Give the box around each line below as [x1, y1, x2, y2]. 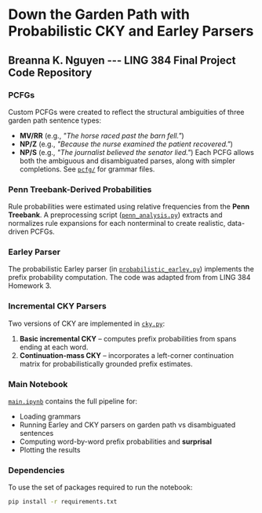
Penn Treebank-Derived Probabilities [8, 183, 152, 194]
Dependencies [8, 464, 65, 475]
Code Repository [8, 65, 93, 79]
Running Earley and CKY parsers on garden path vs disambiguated [19, 420, 236, 430]
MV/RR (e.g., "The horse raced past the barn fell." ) [19, 131, 184, 140]
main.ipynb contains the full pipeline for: [8, 397, 138, 406]
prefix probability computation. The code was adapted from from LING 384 [8, 273, 251, 282]
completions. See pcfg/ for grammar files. [19, 164, 155, 174]
